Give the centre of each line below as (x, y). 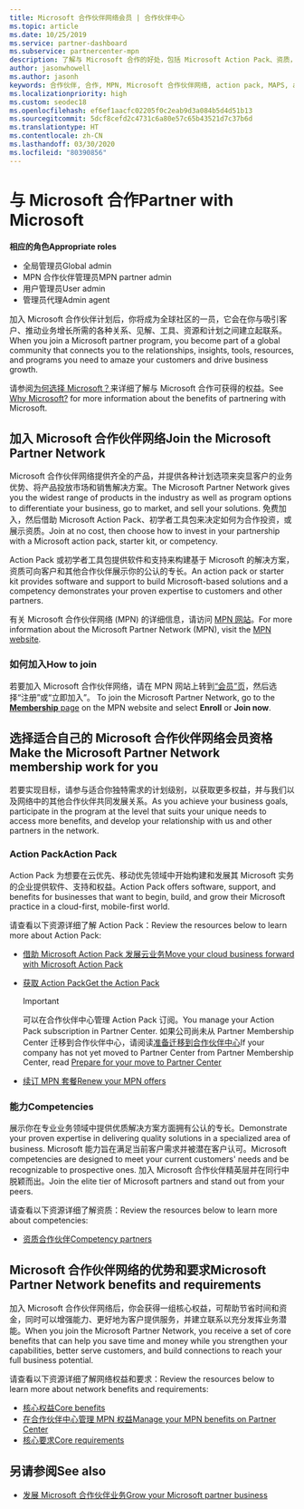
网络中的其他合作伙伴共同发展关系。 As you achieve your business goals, (152, 801)
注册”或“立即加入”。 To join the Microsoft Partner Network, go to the (148, 697)
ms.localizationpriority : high (68, 93)
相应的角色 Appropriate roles (63, 247)
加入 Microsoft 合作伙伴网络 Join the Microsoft (140, 438)
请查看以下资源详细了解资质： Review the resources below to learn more (143, 1210)
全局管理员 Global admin (67, 266)
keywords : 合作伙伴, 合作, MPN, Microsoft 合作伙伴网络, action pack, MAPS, (149, 85)
